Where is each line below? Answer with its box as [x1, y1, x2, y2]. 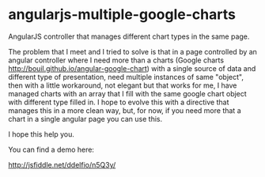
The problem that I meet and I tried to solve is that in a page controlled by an [8, 47, 257, 56]
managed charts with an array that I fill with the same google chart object [8, 88, 247, 98]
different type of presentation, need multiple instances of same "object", [8, 72, 244, 81]
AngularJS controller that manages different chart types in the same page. [8, 32, 250, 41]
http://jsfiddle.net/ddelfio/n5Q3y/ [8, 160, 116, 169]
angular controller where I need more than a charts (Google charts [8, 55, 224, 65]
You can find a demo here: [8, 145, 95, 154]
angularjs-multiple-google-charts [8, 6, 236, 24]
